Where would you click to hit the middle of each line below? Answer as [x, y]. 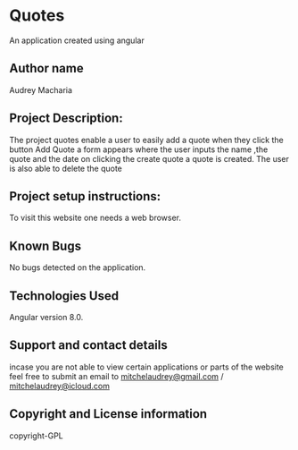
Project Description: [66, 119]
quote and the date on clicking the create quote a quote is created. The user [149, 158]
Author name [46, 68]
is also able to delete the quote [66, 168]
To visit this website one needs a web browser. [95, 218]
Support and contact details [88, 345]
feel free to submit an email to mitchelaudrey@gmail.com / [117, 376]
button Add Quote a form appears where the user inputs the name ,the [139, 149]
